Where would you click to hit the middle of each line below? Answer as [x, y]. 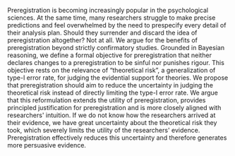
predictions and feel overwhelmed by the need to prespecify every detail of [117, 25]
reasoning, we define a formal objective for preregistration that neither [109, 55]
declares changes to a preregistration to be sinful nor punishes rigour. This [116, 62]
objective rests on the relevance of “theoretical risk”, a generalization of [112, 70]
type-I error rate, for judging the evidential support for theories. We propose [118, 78]
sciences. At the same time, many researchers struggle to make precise [112, 18]
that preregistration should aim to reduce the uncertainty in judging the [110, 85]
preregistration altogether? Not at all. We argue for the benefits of [102, 40]
